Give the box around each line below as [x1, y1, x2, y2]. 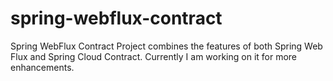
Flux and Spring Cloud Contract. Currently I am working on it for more [10, 50, 298, 62]
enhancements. [10, 61, 75, 73]
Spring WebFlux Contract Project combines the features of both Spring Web [10, 40, 323, 52]
